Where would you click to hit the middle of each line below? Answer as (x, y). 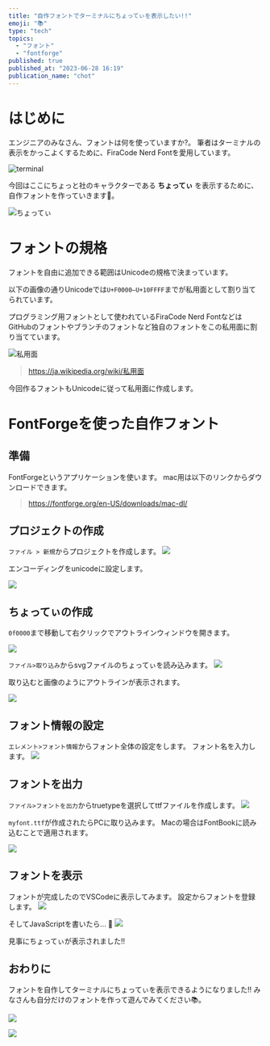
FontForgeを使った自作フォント (114, 424)
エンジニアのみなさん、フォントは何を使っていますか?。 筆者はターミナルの (135, 142)
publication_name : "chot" (52, 76)
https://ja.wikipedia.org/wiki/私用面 (86, 371)
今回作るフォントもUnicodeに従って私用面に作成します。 (103, 388)
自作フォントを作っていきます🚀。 (64, 195)
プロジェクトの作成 (56, 530)
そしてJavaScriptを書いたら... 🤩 (61, 924)
